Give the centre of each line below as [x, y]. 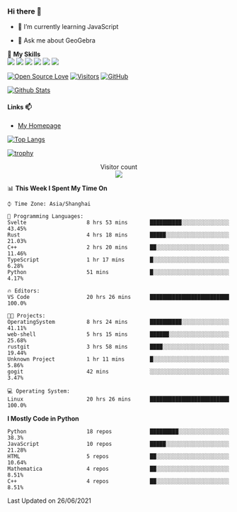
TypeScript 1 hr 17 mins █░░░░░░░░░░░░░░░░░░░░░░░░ [118, 260]
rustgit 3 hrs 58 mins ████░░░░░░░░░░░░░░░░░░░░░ [118, 347]
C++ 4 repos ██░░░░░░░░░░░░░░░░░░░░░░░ [118, 481]
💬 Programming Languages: [45, 216]
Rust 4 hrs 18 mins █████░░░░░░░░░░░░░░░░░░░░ [118, 235]
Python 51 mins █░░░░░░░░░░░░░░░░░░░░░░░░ [118, 272]
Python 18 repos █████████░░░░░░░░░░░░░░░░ [118, 431]
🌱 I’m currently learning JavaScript [68, 27]
